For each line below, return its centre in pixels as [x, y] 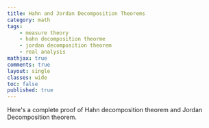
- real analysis [43, 52]
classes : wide [27, 77]
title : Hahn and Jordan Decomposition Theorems [76, 13]
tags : [15, 26]
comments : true [29, 65]
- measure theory [44, 33]
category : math [29, 20]
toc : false [23, 84]
